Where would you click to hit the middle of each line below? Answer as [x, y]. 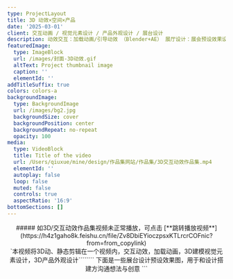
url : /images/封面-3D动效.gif [55, 59]
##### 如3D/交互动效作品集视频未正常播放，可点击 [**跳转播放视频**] [116, 228]
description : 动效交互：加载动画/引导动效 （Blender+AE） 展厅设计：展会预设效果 [115, 40]
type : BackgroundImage [46, 104]
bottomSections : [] [35, 208]
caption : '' [31, 71]
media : [17, 143]
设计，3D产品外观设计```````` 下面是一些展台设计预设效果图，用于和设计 [116, 260]
